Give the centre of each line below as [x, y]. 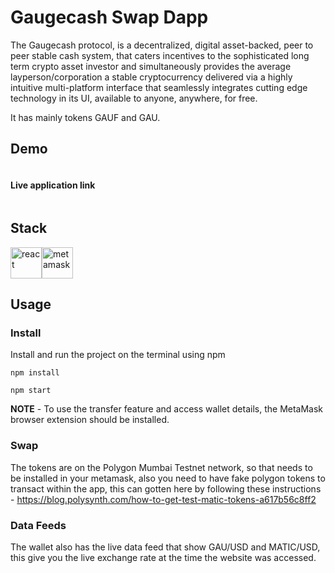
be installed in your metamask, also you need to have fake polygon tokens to [168, 478]
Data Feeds [38, 525]
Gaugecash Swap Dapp [109, 17]
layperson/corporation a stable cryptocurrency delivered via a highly [151, 77]
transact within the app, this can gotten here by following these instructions [166, 488]
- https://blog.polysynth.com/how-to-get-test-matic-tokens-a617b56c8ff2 [163, 499]
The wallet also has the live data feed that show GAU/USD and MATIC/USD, [165, 547]
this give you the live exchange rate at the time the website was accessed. [163, 558]
